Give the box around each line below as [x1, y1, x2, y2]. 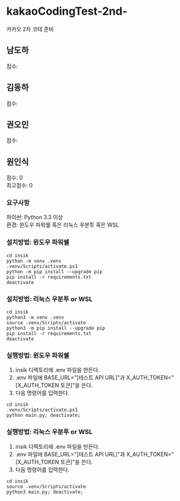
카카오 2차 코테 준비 [6, 25, 54, 33]
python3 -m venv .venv [6, 314, 64, 320]
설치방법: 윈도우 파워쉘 [6, 238, 69, 247]
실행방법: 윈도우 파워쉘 [6, 351, 69, 360]
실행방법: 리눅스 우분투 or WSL [6, 428, 93, 437]
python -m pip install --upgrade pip [6, 268, 103, 274]
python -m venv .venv [6, 258, 62, 264]
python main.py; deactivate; [6, 413, 81, 419]
